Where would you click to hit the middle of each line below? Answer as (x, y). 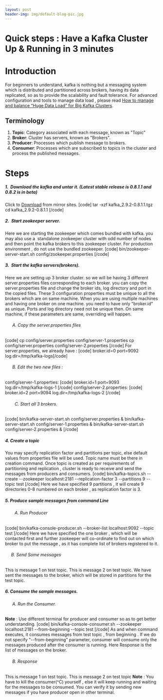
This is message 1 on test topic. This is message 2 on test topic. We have (78, 570)
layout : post (18, 10)
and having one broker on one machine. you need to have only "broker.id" (79, 303)
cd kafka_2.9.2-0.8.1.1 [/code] (35, 210)
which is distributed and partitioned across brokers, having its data (72, 90)
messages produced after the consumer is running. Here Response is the (78, 645)
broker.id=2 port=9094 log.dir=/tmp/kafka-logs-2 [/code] (63, 392)
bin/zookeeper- (135, 249)
